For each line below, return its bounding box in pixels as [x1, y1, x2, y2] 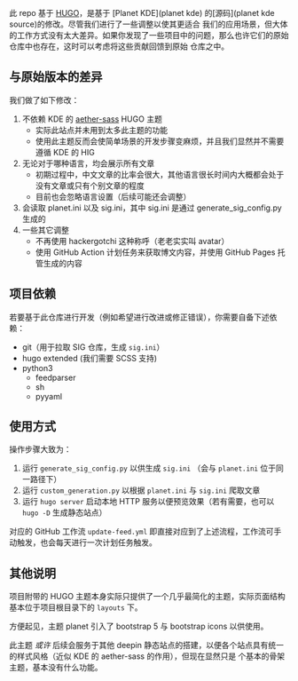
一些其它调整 [21, 225, 69, 235]
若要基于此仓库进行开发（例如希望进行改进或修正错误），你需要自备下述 [9, 312, 270, 322]
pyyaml [35, 391, 63, 401]
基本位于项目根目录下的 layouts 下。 [9, 602, 143, 613]
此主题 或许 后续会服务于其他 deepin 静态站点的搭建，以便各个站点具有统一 [9, 640, 284, 651]
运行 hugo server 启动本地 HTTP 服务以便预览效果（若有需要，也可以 [21, 496, 275, 507]
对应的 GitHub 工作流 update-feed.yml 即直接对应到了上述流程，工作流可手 [9, 527, 282, 537]
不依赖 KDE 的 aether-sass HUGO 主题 [21, 114, 162, 124]
